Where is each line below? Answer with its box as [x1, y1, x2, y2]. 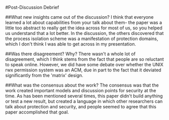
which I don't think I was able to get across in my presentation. [5, 41, 136, 47]
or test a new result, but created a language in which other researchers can [5, 98, 163, 104]
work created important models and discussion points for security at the [5, 88, 156, 93]
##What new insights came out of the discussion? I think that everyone [5, 14, 154, 20]
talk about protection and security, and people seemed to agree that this [5, 104, 156, 109]
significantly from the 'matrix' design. [5, 72, 84, 78]
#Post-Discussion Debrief [5, 5, 59, 10]
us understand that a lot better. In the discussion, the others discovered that [5, 30, 164, 36]
